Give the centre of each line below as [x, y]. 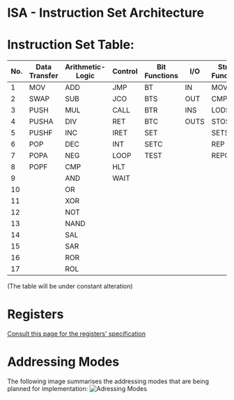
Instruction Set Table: [71, 45]
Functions [162, 76]
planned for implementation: [48, 388]
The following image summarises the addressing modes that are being [108, 381]
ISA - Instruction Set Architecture [106, 13]
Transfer [44, 76]
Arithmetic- [85, 67]
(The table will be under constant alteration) [70, 286]
